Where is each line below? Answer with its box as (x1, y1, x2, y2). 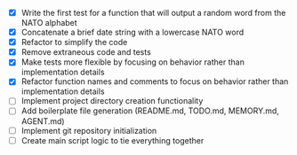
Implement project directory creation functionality (20, 96, 204, 106)
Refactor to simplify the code (20, 37, 128, 48)
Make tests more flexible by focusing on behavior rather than (20, 57, 245, 67)
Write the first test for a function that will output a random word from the (20, 8, 286, 18)
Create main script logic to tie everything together (20, 135, 205, 145)
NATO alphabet (20, 18, 77, 28)
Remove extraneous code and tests (20, 47, 152, 58)
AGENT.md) (20, 115, 65, 127)
